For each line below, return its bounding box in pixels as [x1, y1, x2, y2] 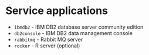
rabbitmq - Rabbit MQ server [13, 36, 83, 43]
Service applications [5, 4, 108, 18]
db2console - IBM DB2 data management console [13, 29, 133, 36]
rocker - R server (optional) [13, 42, 80, 49]
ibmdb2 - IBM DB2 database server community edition [13, 23, 144, 30]
